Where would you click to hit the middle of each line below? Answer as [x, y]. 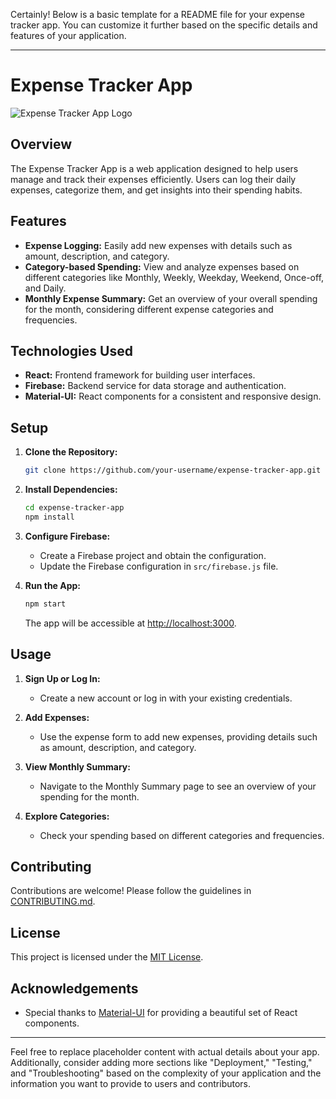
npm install [49, 517]
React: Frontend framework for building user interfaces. [140, 375]
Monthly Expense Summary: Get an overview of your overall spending [171, 298]
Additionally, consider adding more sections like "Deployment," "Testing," [161, 1062]
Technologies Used [71, 350]
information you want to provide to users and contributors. [131, 1083]
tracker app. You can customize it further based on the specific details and [164, 25]
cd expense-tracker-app [74, 508]
